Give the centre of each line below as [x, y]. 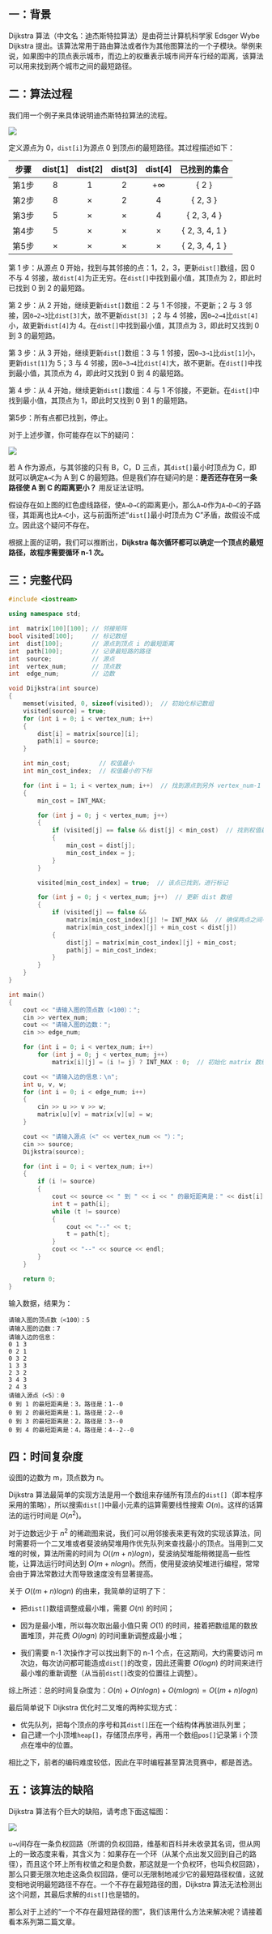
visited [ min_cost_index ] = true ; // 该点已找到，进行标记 [133, 883]
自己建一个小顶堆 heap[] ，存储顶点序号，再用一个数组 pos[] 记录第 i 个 [135, 1735]
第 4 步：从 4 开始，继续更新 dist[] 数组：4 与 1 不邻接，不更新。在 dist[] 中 [134, 390]
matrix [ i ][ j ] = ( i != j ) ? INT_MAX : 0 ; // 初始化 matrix [151, 1062]
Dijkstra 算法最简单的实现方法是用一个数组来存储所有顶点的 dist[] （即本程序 [136, 1495]
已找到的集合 [204, 169]
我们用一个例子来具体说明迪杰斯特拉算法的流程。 [90, 115]
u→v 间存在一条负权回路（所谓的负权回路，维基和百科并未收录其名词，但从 [131, 1843]
